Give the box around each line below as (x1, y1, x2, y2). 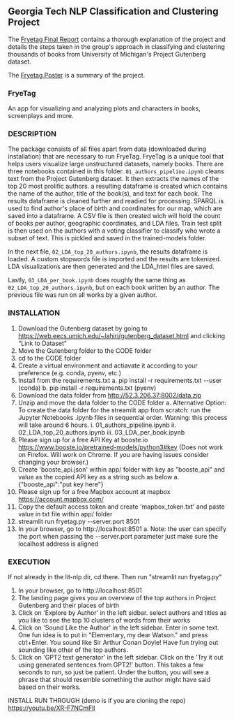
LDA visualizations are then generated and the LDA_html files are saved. (8, 262, 214, 271)
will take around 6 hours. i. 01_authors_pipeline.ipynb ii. (17, 421, 177, 429)
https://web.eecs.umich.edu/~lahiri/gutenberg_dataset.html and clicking (17, 331, 226, 340)
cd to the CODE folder (17, 354, 81, 362)
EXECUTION (8, 557, 51, 567)
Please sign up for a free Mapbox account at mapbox (17, 487, 171, 495)
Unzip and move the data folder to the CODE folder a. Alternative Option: (17, 398, 227, 407)
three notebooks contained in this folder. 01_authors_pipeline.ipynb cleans (8, 167, 225, 175)
